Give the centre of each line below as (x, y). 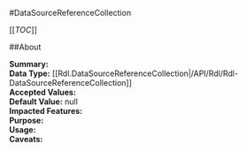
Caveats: (26, 139)
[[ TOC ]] (23, 30)
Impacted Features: (46, 111)
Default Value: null (43, 102)
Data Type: (30, 73)
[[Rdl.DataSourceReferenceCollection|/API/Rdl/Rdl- (145, 73)
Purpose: (27, 120)
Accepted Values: (43, 92)
